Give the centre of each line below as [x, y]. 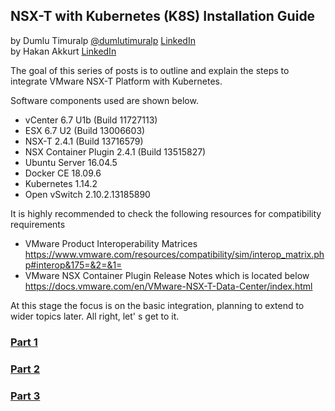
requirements [38, 224]
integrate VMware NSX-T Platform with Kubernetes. [116, 81]
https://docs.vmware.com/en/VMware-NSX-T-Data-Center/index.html [168, 286]
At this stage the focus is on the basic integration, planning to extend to [157, 305]
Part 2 [25, 369]
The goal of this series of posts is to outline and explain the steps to [150, 70]
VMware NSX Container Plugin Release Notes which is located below [167, 275]
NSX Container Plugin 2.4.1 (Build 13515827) [115, 151]
